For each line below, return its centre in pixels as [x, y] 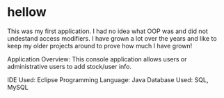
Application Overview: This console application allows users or [97, 59]
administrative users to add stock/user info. [70, 66]
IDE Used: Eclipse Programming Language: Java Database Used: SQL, [108, 79]
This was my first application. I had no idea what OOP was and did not [108, 31]
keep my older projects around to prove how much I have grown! [100, 46]
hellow [27, 12]
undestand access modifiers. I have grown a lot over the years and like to [112, 38]
